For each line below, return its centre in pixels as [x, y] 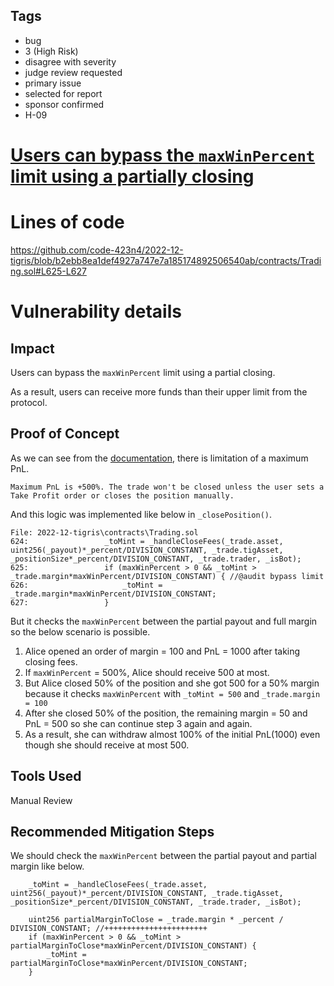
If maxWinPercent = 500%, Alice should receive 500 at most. [147, 672]
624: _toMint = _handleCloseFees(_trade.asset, [147, 541]
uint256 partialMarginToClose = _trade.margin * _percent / [156, 920]
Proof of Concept [65, 434]
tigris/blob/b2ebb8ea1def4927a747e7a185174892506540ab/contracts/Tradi [166, 260]
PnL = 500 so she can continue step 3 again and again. [138, 723]
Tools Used [46, 776]
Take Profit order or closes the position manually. [122, 495]
